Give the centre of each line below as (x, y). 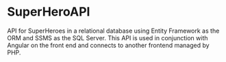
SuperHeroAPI (49, 12)
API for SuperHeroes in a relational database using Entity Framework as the (113, 31)
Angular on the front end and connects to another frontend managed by (109, 45)
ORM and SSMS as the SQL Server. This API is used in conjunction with (108, 37)
